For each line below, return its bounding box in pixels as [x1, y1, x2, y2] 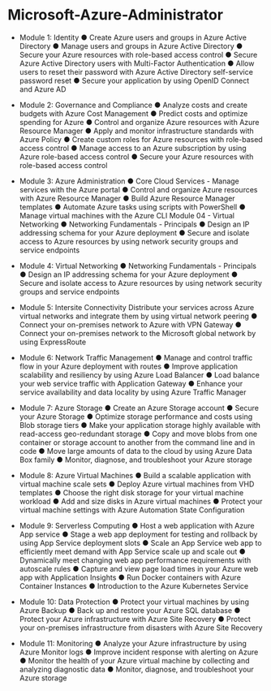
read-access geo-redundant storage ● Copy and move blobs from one [19, 429, 257, 438]
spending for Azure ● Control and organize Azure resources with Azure [19, 117, 260, 127]
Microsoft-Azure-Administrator [7, 6, 224, 24]
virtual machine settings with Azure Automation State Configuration [19, 505, 245, 515]
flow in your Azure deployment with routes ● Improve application [19, 361, 239, 371]
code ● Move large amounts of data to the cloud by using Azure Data [19, 446, 252, 456]
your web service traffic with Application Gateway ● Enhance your [19, 378, 243, 388]
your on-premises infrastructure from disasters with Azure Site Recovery [19, 623, 263, 633]
